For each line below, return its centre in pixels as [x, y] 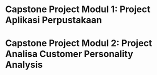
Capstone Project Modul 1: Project [78, 9]
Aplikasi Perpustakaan [54, 20]
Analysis [24, 65]
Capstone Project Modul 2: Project [79, 43]
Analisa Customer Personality [69, 54]
